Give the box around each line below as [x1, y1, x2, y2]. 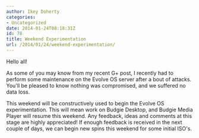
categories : [6, 14, 36, 20]
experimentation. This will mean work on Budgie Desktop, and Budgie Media [6, 106, 193, 113]
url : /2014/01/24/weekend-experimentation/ [6, 42, 116, 48]
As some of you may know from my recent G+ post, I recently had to [6, 69, 174, 76]
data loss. [6, 88, 30, 95]
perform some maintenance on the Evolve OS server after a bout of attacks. [6, 75, 192, 83]
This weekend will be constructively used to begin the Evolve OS [6, 100, 165, 107]
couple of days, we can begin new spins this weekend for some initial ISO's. [6, 125, 192, 132]
